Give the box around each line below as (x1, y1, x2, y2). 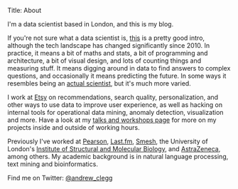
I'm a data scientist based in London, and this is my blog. (7, 20, 174, 28)
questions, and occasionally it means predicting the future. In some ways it (7, 71, 227, 80)
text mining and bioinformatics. (7, 160, 98, 168)
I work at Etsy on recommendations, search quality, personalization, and (7, 93, 219, 101)
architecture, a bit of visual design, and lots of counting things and (7, 56, 202, 65)
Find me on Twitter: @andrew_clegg (7, 174, 113, 182)
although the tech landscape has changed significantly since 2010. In (7, 41, 210, 49)
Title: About (7, 6, 42, 14)
